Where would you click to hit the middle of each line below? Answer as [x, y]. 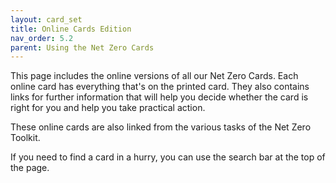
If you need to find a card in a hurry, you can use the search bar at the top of [168, 157]
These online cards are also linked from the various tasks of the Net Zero [161, 127]
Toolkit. [25, 138]
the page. [30, 168]
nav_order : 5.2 [42, 38]
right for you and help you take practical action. [108, 108]
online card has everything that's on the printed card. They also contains [160, 87]
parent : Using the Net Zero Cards [82, 47]
